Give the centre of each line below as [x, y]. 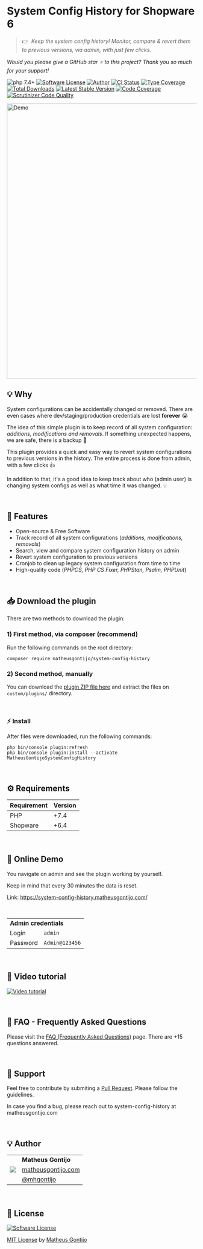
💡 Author [24, 1144]
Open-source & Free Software [53, 531]
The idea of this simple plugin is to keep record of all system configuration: [100, 427]
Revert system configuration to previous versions [77, 557]
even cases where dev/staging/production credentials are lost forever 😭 [98, 415]
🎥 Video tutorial [37, 977]
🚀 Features [27, 517]
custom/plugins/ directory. [40, 693]
